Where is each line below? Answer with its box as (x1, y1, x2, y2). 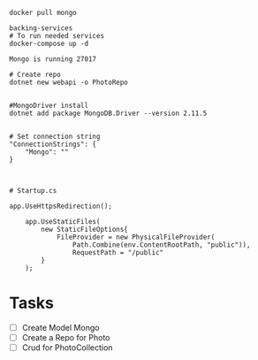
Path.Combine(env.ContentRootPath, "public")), (72, 241, 251, 249)
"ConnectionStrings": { (9, 140, 97, 149)
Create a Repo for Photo (21, 333, 110, 342)
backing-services (9, 24, 73, 33)
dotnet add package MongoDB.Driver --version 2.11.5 (9, 109, 208, 118)
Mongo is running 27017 (9, 55, 97, 64)
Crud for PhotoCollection (21, 342, 113, 353)
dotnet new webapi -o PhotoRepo (9, 78, 128, 87)
